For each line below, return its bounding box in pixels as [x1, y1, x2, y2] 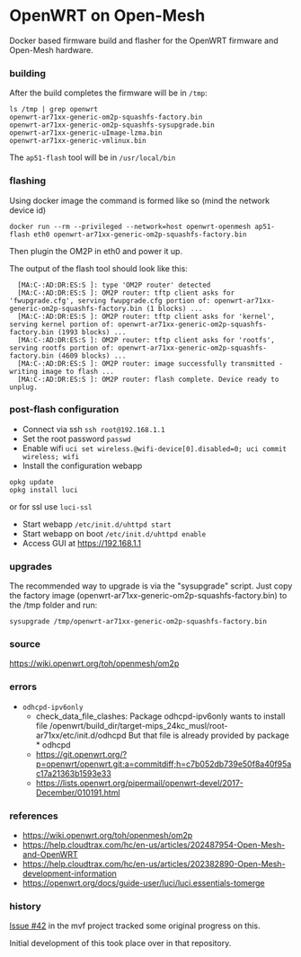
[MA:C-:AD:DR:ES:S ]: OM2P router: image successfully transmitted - [17, 359, 283, 368]
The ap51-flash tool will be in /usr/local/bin [9, 152, 176, 163]
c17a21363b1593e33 [35, 767, 112, 778]
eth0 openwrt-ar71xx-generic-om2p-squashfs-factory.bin [32, 230, 247, 239]
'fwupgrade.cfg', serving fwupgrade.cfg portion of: [9, 296, 211, 306]
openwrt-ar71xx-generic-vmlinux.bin [9, 137, 146, 146]
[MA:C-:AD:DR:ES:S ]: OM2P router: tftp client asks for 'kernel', [17, 312, 276, 321]
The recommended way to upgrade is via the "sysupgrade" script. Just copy [9, 580, 293, 591]
